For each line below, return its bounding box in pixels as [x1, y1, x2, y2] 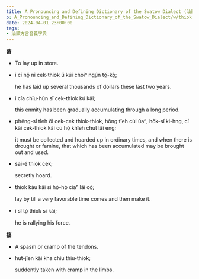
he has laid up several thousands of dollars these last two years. [14, 84, 172, 91]
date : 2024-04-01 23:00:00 [6, 20, 73, 25]
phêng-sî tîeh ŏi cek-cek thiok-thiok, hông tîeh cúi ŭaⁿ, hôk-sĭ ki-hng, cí [14, 118, 190, 125]
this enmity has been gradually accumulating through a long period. [14, 106, 180, 113]
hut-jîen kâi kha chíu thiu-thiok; [14, 255, 91, 262]
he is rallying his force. [14, 219, 70, 226]
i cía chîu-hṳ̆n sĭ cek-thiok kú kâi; [14, 95, 96, 102]
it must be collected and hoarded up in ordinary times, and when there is [14, 136, 192, 143]
